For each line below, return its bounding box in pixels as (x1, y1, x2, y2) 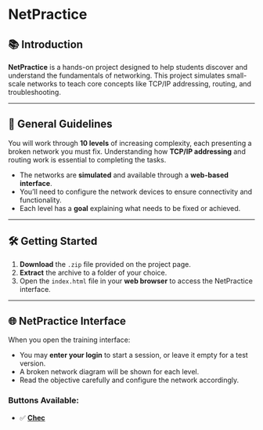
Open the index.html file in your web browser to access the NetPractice (19, 276, 253, 286)
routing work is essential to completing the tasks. (8, 155, 167, 164)
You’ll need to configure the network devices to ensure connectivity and (19, 187, 253, 196)
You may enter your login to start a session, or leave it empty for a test (19, 351, 248, 360)
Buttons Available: (8, 395, 80, 406)
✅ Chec (19, 413, 45, 422)
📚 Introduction (8, 38, 84, 51)
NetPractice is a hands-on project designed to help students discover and (8, 63, 248, 71)
